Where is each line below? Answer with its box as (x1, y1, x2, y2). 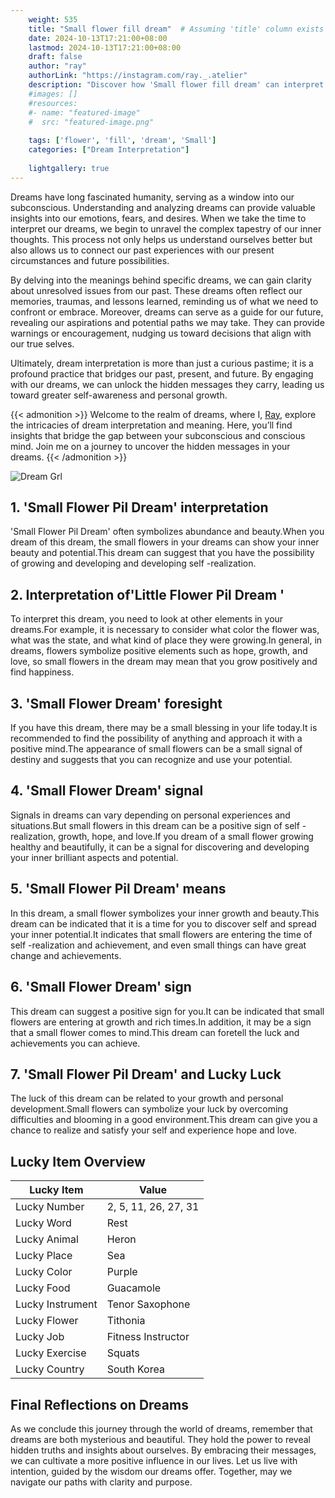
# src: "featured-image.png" (28, 117, 155, 127)
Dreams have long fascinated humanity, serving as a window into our (10, 191, 295, 203)
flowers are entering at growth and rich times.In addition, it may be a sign (10, 1016, 312, 1028)
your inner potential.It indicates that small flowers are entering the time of (10, 928, 313, 940)
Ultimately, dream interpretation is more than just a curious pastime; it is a (10, 357, 314, 369)
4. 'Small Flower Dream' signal (10, 782, 204, 800)
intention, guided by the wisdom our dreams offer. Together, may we (10, 1465, 293, 1477)
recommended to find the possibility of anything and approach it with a (10, 732, 303, 745)
